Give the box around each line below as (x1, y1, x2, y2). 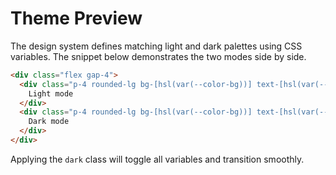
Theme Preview (10, 7, 143, 30)
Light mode (28, 88, 74, 99)
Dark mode (28, 117, 70, 127)
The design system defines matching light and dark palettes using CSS (10, 40, 303, 52)
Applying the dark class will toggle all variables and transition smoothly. (10, 153, 305, 165)
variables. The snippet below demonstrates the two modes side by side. (10, 50, 307, 62)
